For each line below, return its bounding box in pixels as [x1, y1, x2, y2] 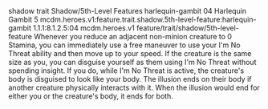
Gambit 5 [8, 14, 39, 24]
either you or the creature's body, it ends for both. [8, 91, 174, 101]
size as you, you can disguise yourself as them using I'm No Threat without [8, 58, 257, 67]
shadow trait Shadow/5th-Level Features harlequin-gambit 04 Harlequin [8, 6, 247, 15]
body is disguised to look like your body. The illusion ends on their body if [8, 75, 252, 83]
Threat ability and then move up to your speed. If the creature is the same [8, 49, 252, 58]
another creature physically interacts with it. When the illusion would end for [8, 83, 261, 92]
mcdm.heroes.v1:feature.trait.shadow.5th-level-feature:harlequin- [39, 14, 257, 24]
